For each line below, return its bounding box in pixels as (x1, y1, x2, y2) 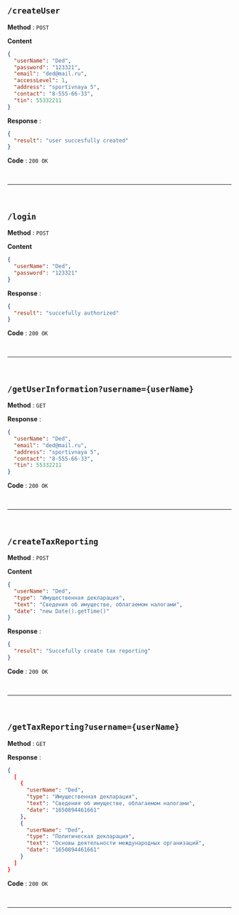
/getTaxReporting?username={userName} (7, 722, 180, 732)
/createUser (7, 6, 60, 16)
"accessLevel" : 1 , (14, 77, 69, 84)
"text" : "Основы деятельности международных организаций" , (26, 839, 205, 847)
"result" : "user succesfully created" (14, 137, 129, 144)
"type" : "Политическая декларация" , (26, 833, 135, 840)
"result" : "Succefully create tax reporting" (14, 648, 152, 655)
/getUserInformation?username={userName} (7, 384, 194, 394)
